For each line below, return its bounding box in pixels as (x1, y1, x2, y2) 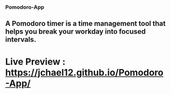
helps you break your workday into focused (5, 27, 146, 36)
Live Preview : (5, 56, 66, 67)
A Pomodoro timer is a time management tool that (5, 19, 166, 28)
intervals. (5, 35, 37, 44)
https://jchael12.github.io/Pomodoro (5, 66, 164, 78)
